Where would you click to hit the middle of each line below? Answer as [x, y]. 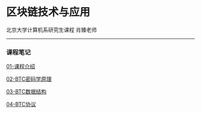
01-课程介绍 [21, 67]
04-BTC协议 [21, 104]
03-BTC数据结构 [26, 92]
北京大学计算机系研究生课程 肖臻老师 [51, 30]
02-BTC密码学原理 [29, 79]
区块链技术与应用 [48, 12]
